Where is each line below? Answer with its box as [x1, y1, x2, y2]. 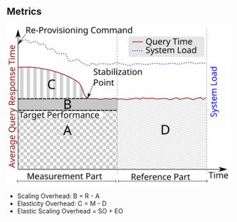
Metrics [6, 6, 42, 18]
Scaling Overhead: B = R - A [16, 192, 100, 201]
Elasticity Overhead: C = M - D [16, 199, 107, 208]
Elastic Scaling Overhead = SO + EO [16, 207, 124, 216]
